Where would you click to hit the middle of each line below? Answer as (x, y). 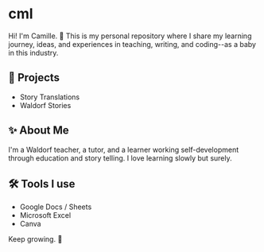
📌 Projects (34, 78)
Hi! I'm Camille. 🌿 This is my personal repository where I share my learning (130, 36)
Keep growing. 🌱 (35, 239)
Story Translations (50, 97)
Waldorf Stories (45, 105)
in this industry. (33, 52)
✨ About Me (39, 131)
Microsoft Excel (45, 215)
